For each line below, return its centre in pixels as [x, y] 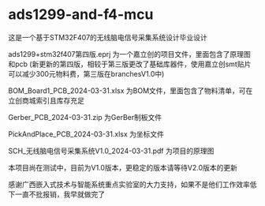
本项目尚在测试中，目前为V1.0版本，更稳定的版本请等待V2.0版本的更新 [123, 167]
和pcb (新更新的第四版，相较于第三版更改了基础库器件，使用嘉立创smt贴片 [130, 64]
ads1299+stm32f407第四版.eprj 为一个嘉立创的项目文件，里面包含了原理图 [129, 54]
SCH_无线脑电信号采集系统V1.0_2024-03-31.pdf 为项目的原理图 [111, 151]
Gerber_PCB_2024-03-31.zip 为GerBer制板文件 [85, 117]
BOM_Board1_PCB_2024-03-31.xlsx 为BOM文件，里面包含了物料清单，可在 [131, 90]
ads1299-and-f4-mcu [81, 15]
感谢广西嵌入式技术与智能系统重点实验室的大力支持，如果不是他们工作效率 [129, 184]
